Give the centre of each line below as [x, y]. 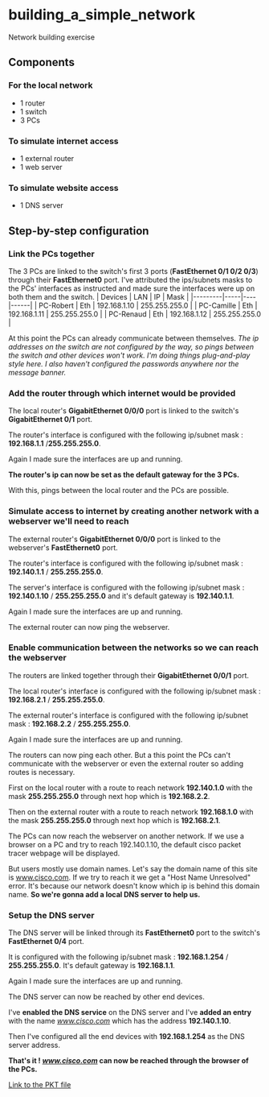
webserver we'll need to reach [69, 521]
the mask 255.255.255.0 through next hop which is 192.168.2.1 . [114, 820]
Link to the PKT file [40, 1085]
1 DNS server [42, 205]
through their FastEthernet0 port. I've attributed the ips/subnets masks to [130, 279]
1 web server [41, 167]
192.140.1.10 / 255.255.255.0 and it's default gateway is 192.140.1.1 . [121, 596]
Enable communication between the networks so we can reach [134, 648]
